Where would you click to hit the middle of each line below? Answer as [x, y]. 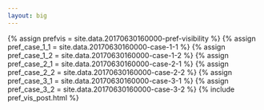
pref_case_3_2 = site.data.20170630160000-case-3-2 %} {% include [121, 89]
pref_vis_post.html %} [43, 97]
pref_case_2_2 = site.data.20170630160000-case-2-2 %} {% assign [120, 72]
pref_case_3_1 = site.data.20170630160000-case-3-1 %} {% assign [118, 81]
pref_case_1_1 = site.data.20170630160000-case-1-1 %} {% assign [116, 47]
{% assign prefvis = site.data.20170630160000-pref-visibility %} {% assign [132, 38]
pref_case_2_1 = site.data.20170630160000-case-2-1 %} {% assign [118, 64]
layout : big [27, 16]
